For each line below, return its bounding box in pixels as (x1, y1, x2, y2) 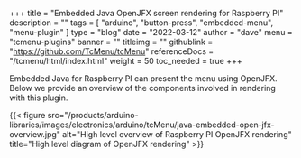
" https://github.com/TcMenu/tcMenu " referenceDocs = (9, 46, 214, 57)
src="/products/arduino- (47, 110, 139, 120)
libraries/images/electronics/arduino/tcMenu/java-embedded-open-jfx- (9, 119, 275, 130)
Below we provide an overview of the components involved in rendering (9, 83, 277, 93)
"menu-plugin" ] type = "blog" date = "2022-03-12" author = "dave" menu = (9, 27, 293, 37)
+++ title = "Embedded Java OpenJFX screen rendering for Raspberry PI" (9, 8, 284, 18)
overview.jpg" (9, 129, 61, 139)
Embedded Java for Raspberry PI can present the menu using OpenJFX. (9, 73, 278, 84)
